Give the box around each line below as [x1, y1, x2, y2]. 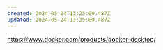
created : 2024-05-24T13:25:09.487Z [7, 10, 111, 17]
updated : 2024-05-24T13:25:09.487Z [7, 16, 111, 23]
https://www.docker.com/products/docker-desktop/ [7, 35, 157, 43]
